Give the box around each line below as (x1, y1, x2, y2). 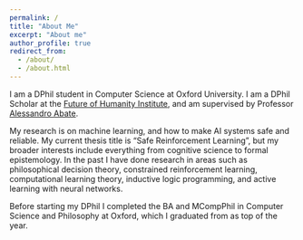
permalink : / (9, 13, 59, 23)
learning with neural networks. (9, 183, 123, 194)
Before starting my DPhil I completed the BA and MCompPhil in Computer (9, 200, 284, 211)
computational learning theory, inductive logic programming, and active (9, 173, 277, 184)
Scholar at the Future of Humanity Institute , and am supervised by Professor (9, 98, 294, 109)
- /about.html (17, 64, 71, 73)
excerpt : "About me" (9, 30, 88, 39)
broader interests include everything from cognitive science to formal (9, 144, 269, 155)
